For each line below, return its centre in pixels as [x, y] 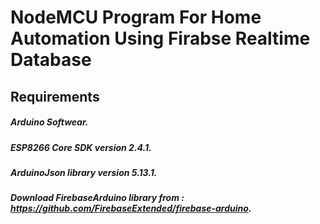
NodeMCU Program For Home [136, 17]
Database [51, 60]
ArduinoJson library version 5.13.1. [84, 172]
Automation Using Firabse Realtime [160, 38]
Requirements [55, 96]
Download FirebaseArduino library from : [97, 198]
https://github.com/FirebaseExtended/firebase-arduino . [131, 208]
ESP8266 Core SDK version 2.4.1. [81, 147]
